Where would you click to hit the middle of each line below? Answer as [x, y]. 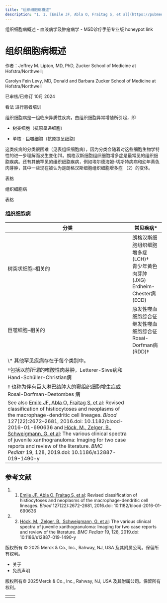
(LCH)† [141, 259]
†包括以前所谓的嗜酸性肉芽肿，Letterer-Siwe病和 [65, 370]
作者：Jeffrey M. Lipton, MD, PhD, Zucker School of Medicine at [71, 66]
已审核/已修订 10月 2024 [30, 96]
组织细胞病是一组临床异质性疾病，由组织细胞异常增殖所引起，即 [70, 118]
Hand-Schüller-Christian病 [40, 377]
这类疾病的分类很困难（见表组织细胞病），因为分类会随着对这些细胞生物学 [80, 149]
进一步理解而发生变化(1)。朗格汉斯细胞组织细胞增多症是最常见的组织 [84, 156]
